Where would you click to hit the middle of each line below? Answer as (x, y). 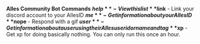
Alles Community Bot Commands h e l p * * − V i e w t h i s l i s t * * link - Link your (100, 9)
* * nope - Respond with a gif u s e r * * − (55, 21)
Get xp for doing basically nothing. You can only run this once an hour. (93, 34)
